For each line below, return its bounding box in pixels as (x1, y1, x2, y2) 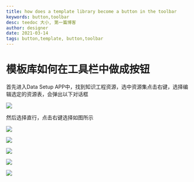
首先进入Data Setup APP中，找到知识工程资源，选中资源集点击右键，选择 (6, 83, 183, 90)
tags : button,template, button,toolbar (6, 36, 104, 42)
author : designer (6, 25, 49, 31)
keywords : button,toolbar (6, 14, 69, 20)
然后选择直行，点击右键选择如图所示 (6, 114, 94, 121)
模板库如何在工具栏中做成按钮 (6, 63, 151, 76)
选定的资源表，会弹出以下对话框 (11, 90, 89, 97)
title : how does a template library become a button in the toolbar (6, 8, 177, 15)
